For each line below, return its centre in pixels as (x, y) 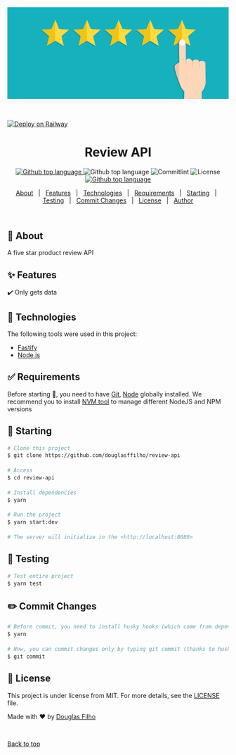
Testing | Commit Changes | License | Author (118, 200)
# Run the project (34, 515)
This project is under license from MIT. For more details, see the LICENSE (113, 695)
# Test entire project (40, 576)
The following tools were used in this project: (72, 334)
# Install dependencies (42, 492)
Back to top (24, 744)
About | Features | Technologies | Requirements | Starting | (116, 193)
